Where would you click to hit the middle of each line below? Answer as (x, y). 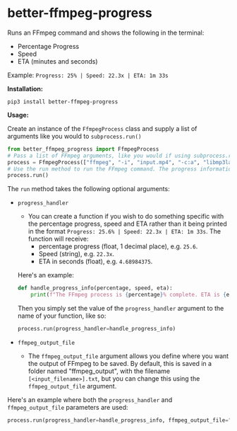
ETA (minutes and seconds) (57, 61)
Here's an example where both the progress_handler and (90, 400)
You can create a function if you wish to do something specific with (126, 217)
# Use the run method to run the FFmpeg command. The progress (102, 169)
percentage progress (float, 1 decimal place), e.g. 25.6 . (118, 246)
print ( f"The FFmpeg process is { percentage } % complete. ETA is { (129, 295)
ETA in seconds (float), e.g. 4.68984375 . (96, 262)
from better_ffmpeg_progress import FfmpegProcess (83, 149)
